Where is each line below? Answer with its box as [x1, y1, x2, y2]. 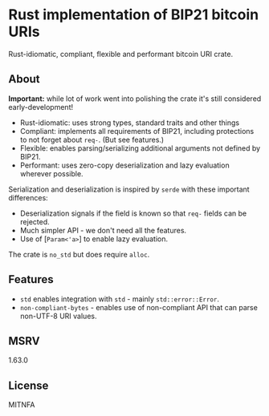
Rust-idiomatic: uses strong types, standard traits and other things [19, 118, 239, 127]
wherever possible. [19, 168, 84, 178]
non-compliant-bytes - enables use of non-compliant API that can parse [19, 302, 259, 312]
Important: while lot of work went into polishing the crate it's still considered [8, 94, 262, 103]
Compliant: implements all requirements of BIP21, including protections [19, 126, 255, 135]
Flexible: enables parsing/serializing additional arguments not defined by [19, 143, 261, 153]
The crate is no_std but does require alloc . [8, 249, 150, 259]
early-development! [8, 102, 74, 111]
